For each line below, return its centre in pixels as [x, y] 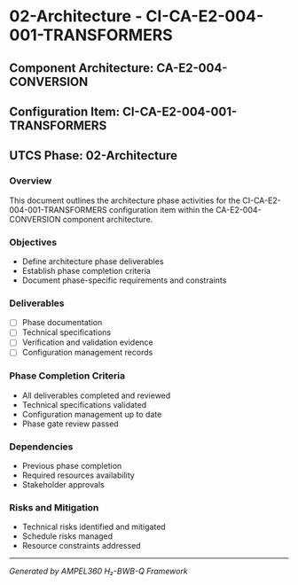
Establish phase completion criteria [86, 270]
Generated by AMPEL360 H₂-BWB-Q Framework [98, 571]
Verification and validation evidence [87, 342]
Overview [31, 181]
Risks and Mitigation [54, 508]
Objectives [33, 242]
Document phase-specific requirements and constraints [124, 280]
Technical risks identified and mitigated [94, 527]
